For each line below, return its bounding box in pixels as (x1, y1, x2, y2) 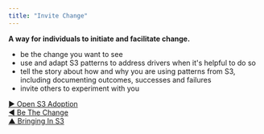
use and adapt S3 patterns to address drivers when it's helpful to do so (19, 58, 256, 67)
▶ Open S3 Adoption (8, 99, 78, 108)
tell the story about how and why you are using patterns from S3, (19, 66, 236, 76)
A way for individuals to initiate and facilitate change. (8, 34, 191, 43)
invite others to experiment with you (19, 83, 139, 93)
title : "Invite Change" (8, 11, 89, 20)
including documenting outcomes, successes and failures (19, 75, 212, 84)
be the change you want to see (19, 49, 123, 59)
